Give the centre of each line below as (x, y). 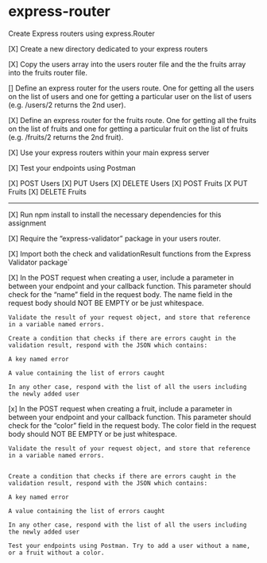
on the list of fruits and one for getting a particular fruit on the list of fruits (128, 129)
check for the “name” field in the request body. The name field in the (120, 294)
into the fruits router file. (48, 72)
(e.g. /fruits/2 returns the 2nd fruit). (66, 137)
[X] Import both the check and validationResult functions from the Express (130, 253)
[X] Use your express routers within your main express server (109, 152)
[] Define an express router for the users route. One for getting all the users (131, 88)
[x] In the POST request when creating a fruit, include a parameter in (120, 408)
